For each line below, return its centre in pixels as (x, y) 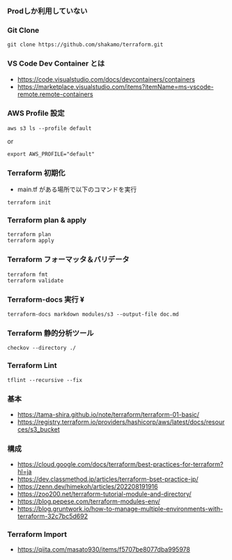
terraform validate (36, 281)
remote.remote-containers (55, 94)
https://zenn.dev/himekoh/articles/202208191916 (87, 487)
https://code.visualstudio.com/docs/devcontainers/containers (106, 79)
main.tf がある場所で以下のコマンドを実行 (77, 189)
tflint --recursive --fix (45, 380)
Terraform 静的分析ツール (51, 333)
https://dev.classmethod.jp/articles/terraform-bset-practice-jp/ (108, 479)
